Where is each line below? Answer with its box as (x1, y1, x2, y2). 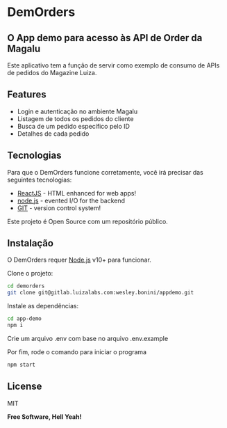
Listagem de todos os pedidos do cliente (17, 114, 134, 122)
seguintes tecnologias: (7, 175, 72, 184)
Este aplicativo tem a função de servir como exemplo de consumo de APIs (7, 61, 220, 70)
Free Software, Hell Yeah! (7, 412, 82, 421)
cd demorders (7, 283, 45, 290)
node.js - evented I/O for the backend (17, 196, 126, 205)
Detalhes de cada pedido (17, 129, 90, 138)
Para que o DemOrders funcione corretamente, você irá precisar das (7, 168, 203, 176)
